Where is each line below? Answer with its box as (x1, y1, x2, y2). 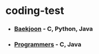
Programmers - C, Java (13, 41, 81, 49)
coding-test (5, 4, 64, 17)
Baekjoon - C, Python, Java (13, 25, 93, 33)
